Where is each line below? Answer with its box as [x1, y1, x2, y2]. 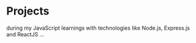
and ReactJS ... [6, 30, 44, 38]
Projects [6, 4, 50, 18]
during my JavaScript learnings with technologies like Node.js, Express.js [6, 24, 190, 31]
